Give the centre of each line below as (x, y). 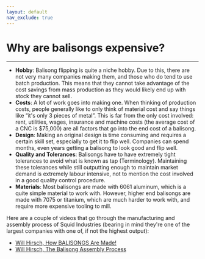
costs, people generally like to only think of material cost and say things (105, 109)
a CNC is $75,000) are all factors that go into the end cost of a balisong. (106, 129)
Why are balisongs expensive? (86, 48)
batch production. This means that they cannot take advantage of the (102, 83)
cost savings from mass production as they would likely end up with (100, 90)
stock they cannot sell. (44, 96)
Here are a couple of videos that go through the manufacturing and (91, 218)
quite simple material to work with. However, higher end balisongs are (103, 193)
